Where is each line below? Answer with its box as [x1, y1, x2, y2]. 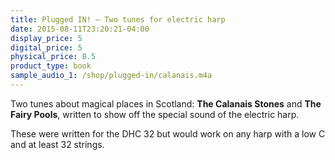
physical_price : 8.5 [10, 52, 97, 62]
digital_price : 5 [10, 42, 83, 53]
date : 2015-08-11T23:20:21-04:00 [10, 24, 150, 34]
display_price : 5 [10, 33, 83, 43]
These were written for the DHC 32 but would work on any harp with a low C [10, 127, 326, 140]
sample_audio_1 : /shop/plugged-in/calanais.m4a [10, 71, 213, 81]
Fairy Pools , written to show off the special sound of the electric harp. [10, 108, 300, 120]
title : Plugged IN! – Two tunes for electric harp [10, 14, 226, 25]
